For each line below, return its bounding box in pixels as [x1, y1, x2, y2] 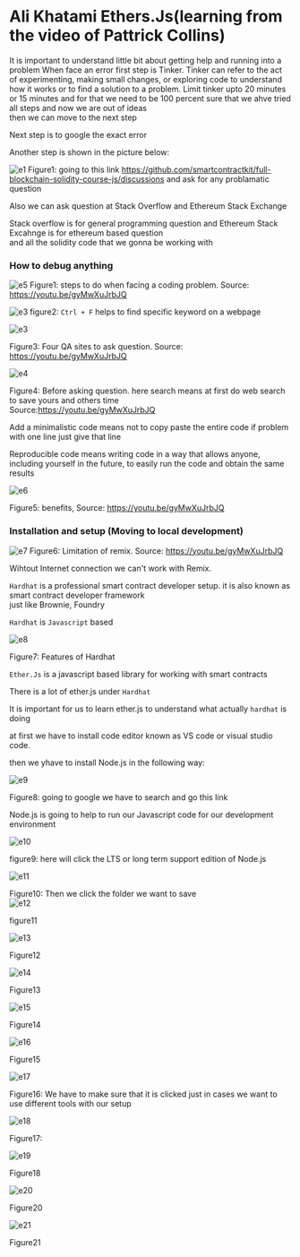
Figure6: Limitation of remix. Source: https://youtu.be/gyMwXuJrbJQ [30, 545, 284, 556]
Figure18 [9, 1167, 41, 1178]
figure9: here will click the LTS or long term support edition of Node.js [9, 853, 267, 864]
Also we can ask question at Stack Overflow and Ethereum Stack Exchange [9, 200, 287, 211]
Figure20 [9, 1202, 43, 1213]
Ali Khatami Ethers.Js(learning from [9, 6, 283, 27]
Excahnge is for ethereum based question [9, 227, 164, 238]
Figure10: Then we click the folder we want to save [9, 888, 197, 899]
